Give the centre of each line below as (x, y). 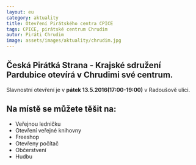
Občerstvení (31, 150)
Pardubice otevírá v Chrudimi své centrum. (90, 75)
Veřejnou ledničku (38, 124)
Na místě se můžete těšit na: (61, 109)
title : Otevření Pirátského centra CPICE (60, 23)
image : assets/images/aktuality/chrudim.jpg (64, 40)
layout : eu (20, 12)
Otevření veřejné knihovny (48, 130)
